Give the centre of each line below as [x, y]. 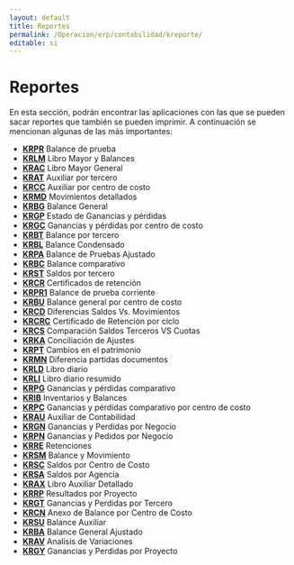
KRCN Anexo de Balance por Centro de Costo [107, 513]
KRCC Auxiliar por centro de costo [86, 187]
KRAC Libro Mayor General [72, 169]
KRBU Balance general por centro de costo [102, 302]
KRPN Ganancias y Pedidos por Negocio [98, 436]
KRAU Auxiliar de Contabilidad [79, 417]
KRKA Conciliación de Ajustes [78, 341]
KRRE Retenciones [57, 446]
